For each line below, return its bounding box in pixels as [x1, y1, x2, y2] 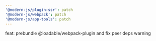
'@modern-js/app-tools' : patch [5, 16, 71, 21]
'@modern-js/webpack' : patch [5, 12, 66, 17]
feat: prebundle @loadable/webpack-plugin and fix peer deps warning [5, 30, 151, 36]
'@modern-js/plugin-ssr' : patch [5, 7, 73, 12]
